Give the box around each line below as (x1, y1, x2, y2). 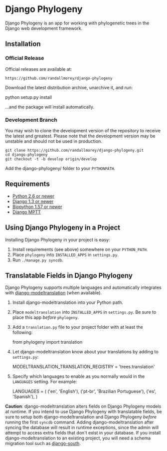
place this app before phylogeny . (12, 314, 79, 320)
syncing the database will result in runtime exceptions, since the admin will (5, 425, 159, 431)
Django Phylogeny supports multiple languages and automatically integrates (5, 284, 162, 290)
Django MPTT (12, 209, 41, 215)
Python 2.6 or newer (12, 193, 55, 199)
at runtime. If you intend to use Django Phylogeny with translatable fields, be (5, 409, 162, 415)
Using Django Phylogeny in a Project (5, 224, 121, 232)
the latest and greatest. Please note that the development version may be (5, 133, 156, 139)
